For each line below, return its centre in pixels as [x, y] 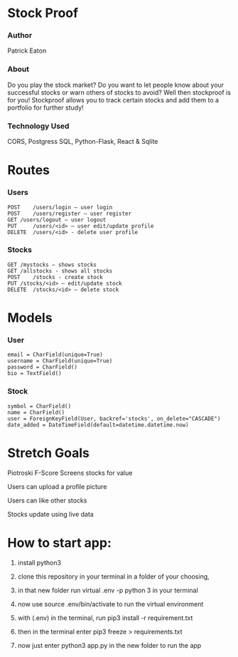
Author [20, 36]
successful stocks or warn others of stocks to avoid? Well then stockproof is [119, 92]
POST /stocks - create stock [55, 277]
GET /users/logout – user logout [57, 220]
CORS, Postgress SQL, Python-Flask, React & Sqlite [83, 142]
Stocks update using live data [50, 514]
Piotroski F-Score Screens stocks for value [70, 473]
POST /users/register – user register [70, 214]
